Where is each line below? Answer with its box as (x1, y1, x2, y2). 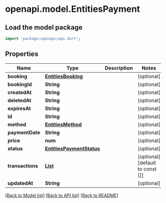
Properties (5, 50, 39, 58)
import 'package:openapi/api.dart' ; (5, 36, 81, 41)
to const (137, 165, 157, 172)
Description (104, 64, 133, 71)
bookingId (7, 81, 32, 87)
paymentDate (7, 129, 41, 136)
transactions (7, 162, 38, 169)
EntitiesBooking (44, 73, 83, 80)
